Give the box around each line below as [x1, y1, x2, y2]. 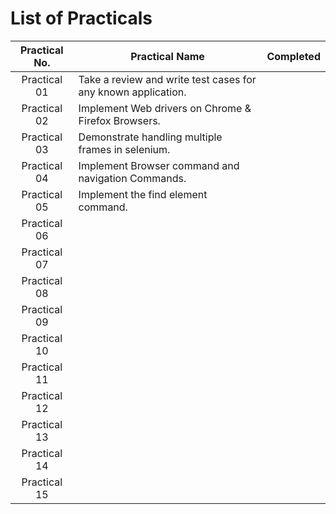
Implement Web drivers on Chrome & [78, 101, 252, 115]
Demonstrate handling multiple [78, 130, 223, 144]
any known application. [78, 85, 187, 99]
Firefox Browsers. [78, 113, 161, 127]
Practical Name [130, 49, 205, 63]
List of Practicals [10, 7, 153, 30]
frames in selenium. [78, 142, 171, 156]
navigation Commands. [78, 171, 187, 185]
